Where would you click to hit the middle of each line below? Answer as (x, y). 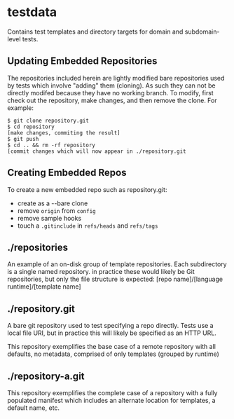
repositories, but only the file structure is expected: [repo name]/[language (115, 279)
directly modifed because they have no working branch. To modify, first (110, 92)
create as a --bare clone (53, 203)
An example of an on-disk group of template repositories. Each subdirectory (117, 264)
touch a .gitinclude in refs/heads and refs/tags (88, 226)
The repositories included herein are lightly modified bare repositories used (116, 78)
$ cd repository (31, 127)
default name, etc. (34, 408)
